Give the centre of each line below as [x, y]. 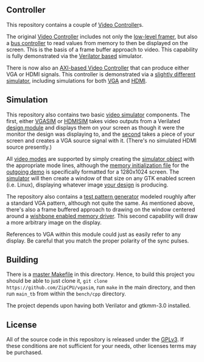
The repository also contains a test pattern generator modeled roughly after [101, 196]
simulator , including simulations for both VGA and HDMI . [77, 80]
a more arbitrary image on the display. [54, 222]
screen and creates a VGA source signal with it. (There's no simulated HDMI [101, 140]
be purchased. [24, 352]
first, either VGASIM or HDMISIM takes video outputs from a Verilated [93, 121]
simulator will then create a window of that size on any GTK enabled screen [101, 178]
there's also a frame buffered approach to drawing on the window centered [101, 209]
